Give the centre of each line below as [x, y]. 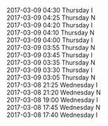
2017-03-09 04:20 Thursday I [50, 25]
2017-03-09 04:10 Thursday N [51, 32]
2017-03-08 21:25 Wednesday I [52, 85]
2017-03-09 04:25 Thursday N [51, 18]
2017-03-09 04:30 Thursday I [50, 10]
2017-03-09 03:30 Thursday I [49, 70]
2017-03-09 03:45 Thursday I [49, 55]
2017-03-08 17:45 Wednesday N [54, 107]
